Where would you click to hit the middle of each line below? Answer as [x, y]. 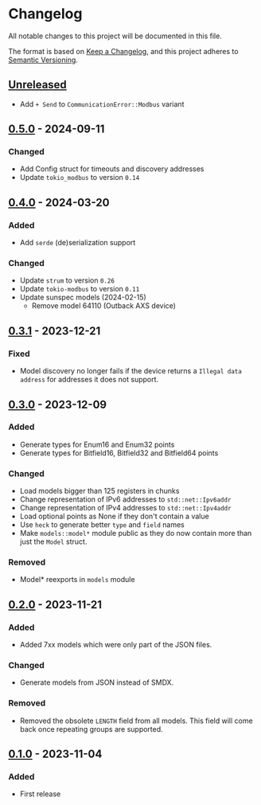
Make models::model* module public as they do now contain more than [136, 533]
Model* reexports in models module [77, 580]
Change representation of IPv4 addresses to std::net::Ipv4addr [126, 508]
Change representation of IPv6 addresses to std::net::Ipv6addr [125, 499]
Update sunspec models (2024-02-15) [83, 297]
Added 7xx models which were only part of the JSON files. [116, 645]
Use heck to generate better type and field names [102, 525]
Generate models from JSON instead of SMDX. [97, 682]
